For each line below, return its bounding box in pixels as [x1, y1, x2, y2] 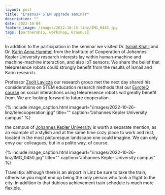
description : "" [5, 16, 38, 21]
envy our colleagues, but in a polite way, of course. [5, 140, 109, 145]
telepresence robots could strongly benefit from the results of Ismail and [5, 64, 152, 70]
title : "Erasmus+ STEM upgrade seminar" [5, 12, 90, 17]
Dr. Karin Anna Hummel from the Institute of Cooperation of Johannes [5, 49, 147, 55]
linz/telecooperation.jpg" [5, 110, 56, 115]
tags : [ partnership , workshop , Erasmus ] [5, 30, 90, 35]
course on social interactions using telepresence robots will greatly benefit [5, 89, 157, 95]
